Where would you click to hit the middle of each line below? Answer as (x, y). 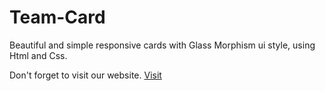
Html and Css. (38, 55)
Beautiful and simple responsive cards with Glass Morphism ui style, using (162, 45)
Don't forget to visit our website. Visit (85, 75)
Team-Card (57, 17)
